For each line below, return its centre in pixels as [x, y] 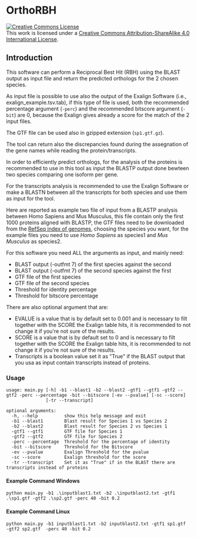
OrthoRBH [32, 10]
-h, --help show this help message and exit [79, 416]
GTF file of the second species [52, 283]
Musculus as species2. [34, 241]
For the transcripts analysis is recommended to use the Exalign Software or [97, 186]
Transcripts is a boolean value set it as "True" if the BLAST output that [100, 356]
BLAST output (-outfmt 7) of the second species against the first [93, 270]
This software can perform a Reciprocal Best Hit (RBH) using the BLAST [93, 72]
